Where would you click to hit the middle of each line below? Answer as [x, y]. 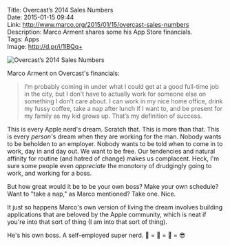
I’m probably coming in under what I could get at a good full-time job [121, 86]
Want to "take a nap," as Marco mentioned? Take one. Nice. [92, 194]
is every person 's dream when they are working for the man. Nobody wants [114, 136]
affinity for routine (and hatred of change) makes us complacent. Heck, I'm [113, 158]
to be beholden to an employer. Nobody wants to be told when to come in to [115, 144]
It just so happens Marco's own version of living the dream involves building [115, 207]
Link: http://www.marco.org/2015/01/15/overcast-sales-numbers [98, 24]
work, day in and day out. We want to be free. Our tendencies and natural [111, 151]
